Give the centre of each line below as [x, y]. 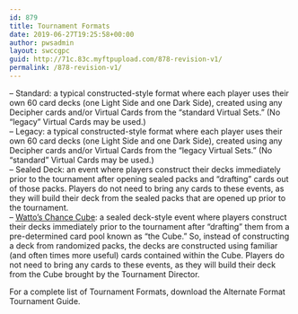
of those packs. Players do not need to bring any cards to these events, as [147, 188]
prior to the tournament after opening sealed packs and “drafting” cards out [149, 179]
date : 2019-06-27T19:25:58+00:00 [72, 34]
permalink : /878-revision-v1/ [66, 68]
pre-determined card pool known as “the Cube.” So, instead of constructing [149, 236]
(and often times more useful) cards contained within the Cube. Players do [147, 255]
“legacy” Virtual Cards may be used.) [78, 121]
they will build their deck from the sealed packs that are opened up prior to [148, 197]
